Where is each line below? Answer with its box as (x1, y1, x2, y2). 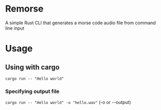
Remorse (5, 3, 44, 15)
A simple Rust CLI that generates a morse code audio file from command (5, 20, 156, 26)
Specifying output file (5, 88, 59, 95)
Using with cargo (5, 63, 60, 71)
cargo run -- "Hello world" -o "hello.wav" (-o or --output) (5, 99, 131, 105)
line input (5, 25, 25, 31)
